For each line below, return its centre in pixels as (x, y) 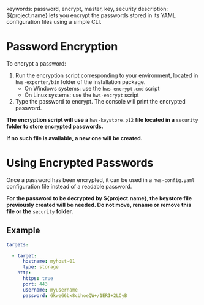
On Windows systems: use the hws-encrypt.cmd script (92, 88)
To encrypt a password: (36, 63)
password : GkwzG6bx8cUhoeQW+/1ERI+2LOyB (75, 296)
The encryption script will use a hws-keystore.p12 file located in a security (102, 119)
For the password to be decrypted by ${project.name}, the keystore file (99, 198)
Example (23, 231)
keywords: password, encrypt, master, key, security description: (87, 9)
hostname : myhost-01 (49, 262)
